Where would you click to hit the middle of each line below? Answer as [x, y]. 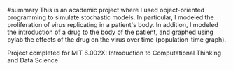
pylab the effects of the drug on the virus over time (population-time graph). [116, 40]
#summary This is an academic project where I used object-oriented [106, 10]
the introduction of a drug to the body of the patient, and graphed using [110, 32]
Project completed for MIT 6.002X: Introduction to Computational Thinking [114, 53]
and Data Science [33, 60]
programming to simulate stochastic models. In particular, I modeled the [111, 17]
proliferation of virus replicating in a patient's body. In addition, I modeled [113, 25]
